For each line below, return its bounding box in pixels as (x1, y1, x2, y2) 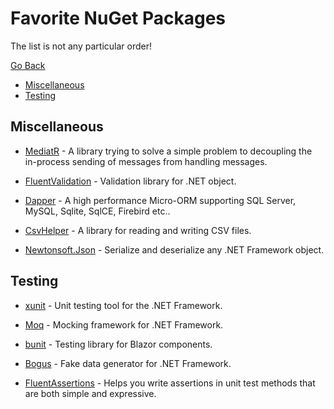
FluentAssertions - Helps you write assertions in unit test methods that (24, 377, 316, 389)
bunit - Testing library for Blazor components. (24, 338, 213, 350)
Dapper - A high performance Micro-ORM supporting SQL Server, (24, 194, 297, 206)
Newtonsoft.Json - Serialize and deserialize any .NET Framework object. (24, 243, 325, 256)
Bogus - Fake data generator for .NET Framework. (24, 357, 232, 369)
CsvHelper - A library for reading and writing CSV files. (24, 224, 252, 236)
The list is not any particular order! (10, 40, 152, 52)
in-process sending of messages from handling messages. (24, 155, 268, 167)
